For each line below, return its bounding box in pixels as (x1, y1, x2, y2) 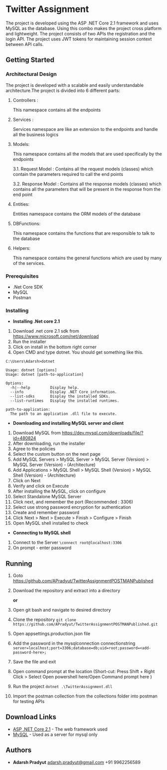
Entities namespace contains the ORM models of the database (12, 211, 141, 217)
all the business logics (12, 131, 59, 137)
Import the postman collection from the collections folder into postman (12, 693, 158, 699)
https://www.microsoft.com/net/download (12, 333, 99, 339)
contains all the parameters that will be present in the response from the (12, 186, 161, 192)
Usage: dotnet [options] (5, 368, 57, 373)
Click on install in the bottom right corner (12, 344, 97, 350)
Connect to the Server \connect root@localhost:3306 (12, 540, 122, 546)
